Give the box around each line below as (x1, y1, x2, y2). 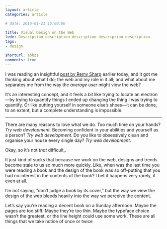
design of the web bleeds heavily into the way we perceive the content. (5, 193, 152, 199)
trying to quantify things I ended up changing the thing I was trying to (15, 97, 158, 103)
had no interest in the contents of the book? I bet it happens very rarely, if (5, 172, 156, 178)
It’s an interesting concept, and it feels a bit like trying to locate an (5, 91, 140, 97)
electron (141, 91, 158, 97)
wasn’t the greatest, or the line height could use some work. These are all (5, 213, 156, 219)
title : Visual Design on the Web (5, 30, 75, 35)
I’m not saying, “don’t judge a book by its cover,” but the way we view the (5, 187, 155, 193)
